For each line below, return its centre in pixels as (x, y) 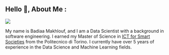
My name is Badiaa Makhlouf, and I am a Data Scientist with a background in (84, 31)
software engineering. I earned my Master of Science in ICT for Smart (78, 36)
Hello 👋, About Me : (36, 9)
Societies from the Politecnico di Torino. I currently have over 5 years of (80, 41)
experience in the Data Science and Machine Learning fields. (69, 47)
